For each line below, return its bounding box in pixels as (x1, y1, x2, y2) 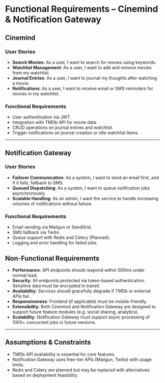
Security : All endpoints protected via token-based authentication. (12, 277, 146, 283)
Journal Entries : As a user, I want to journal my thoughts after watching (12, 75, 157, 81)
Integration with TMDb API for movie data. (12, 119, 98, 125)
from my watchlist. (12, 70, 50, 76)
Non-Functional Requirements (5, 254, 100, 263)
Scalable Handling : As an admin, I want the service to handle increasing (12, 195, 159, 201)
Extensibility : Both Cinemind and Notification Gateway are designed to (12, 303, 156, 309)
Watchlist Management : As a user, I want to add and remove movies (12, 64, 152, 70)
